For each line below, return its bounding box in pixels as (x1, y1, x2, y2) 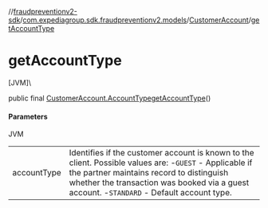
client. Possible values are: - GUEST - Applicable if (69, 157, 253, 168)
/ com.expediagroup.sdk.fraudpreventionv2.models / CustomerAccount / (19, 15, 251, 25)
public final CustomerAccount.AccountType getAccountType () (8, 93, 211, 103)
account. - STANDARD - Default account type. (69, 187, 233, 198)
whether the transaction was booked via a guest (69, 177, 250, 188)
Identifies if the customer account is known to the (69, 147, 254, 159)
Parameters (8, 112, 48, 121)
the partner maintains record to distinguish (69, 167, 229, 179)
